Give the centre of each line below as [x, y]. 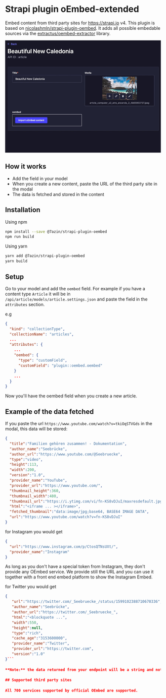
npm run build [20, 237]
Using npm [16, 222]
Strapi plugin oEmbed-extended [72, 9]
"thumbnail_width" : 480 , [34, 496]
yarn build [16, 261]
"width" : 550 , [25, 623]
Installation [23, 210]
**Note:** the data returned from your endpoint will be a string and [79, 670]
